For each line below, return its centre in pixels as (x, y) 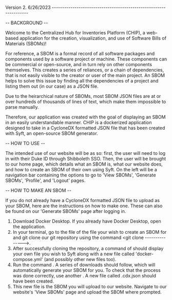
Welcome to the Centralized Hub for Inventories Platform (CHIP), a (75, 33)
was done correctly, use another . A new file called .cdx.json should (84, 276)
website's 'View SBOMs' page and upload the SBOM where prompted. (87, 292)
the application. (29, 227)
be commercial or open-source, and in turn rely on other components (79, 64)
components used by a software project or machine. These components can (86, 59)
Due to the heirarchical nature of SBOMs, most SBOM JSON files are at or (83, 96)
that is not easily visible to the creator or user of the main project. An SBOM (85, 75)
